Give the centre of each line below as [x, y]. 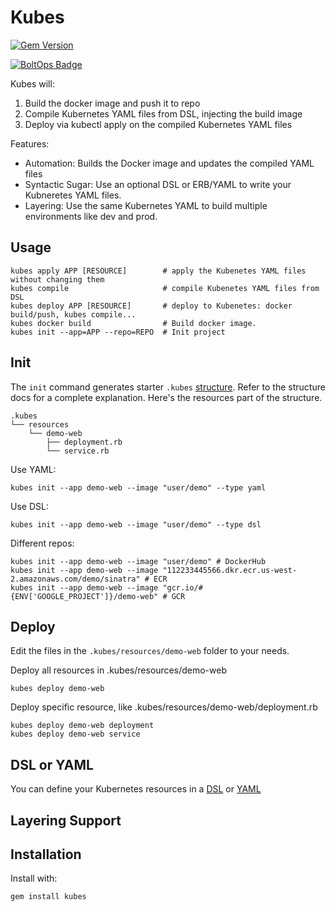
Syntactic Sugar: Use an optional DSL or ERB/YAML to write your [158, 184]
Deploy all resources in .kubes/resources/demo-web [118, 670]
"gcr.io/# [182, 587]
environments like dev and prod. [91, 216]
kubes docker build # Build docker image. [133, 323]
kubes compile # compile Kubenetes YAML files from [165, 288]
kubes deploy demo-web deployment [82, 726]
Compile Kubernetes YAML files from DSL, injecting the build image [163, 113]
